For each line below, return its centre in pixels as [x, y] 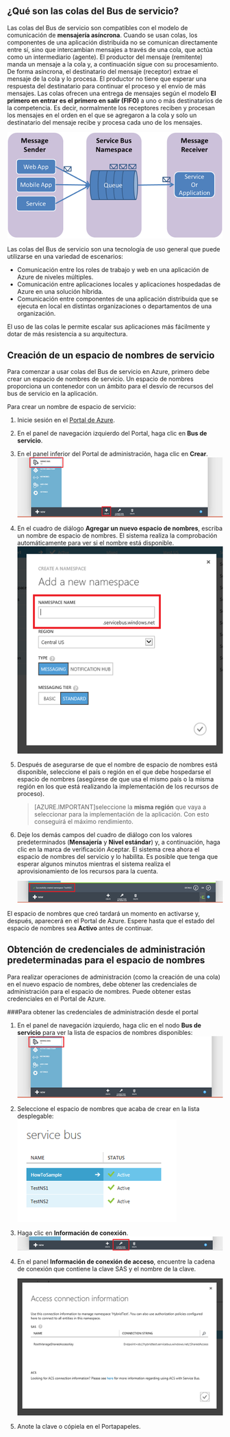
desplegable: [35, 1116]
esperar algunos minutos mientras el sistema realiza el [94, 864]
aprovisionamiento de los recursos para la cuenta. [88, 871]
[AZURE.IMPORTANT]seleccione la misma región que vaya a [120, 807]
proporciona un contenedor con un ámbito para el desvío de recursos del [110, 386]
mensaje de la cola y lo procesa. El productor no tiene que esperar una [107, 79]
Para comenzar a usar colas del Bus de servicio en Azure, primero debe [108, 372]
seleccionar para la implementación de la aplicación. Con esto [122, 814]
